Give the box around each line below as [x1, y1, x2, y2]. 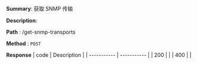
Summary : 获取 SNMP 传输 [6, 5, 73, 12]
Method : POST [6, 40, 42, 47]
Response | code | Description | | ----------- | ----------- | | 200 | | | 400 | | [6, 52, 192, 58]
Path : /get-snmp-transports [6, 28, 76, 36]
